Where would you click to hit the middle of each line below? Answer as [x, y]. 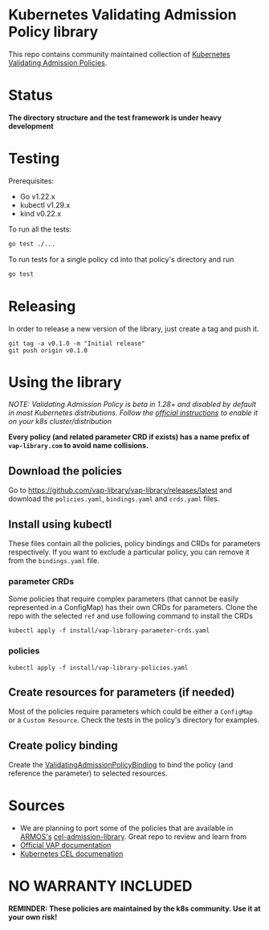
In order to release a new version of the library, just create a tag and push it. [134, 328]
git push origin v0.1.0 [48, 350]
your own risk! [33, 917]
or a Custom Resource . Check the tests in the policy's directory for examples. [134, 720]
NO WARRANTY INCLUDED [100, 886]
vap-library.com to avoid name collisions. [79, 446]
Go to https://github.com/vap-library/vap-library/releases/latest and [120, 490]
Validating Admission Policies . [58, 63]
